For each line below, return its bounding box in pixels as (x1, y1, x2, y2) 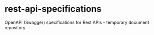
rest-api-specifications (4, 3, 102, 15)
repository (4, 24, 26, 30)
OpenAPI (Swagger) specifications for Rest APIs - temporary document (4, 19, 150, 25)
